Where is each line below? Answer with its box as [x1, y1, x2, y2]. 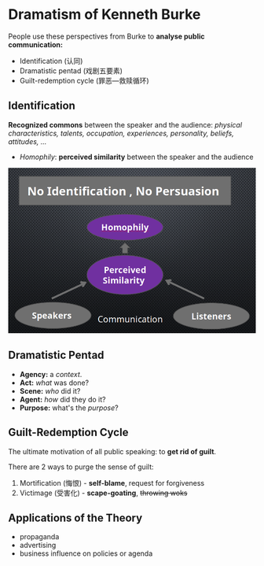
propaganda [19, 532, 60, 542]
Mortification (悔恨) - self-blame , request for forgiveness [19, 478, 205, 487]
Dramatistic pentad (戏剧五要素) [19, 65, 123, 76]
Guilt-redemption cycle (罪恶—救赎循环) [19, 76, 149, 85]
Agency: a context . [19, 369, 82, 379]
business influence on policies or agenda [19, 549, 153, 558]
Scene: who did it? [19, 386, 81, 395]
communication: [8, 39, 64, 49]
